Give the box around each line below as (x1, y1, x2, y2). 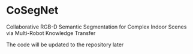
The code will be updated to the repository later (6, 41, 124, 48)
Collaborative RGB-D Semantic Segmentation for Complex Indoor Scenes (6, 23, 187, 30)
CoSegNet (6, 4, 59, 17)
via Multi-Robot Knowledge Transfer (6, 29, 96, 36)
